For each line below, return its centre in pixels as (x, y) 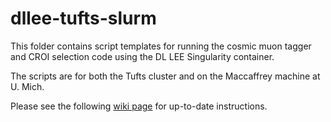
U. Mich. (27, 86)
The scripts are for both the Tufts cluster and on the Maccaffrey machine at (165, 76)
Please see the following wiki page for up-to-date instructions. (139, 106)
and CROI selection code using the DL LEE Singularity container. (142, 56)
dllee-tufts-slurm (83, 18)
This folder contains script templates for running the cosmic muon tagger (161, 46)
